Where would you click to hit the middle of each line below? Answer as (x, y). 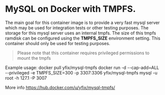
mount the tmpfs (34, 58)
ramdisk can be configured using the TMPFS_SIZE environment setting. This (83, 38)
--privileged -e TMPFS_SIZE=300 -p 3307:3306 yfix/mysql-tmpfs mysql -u (81, 72)
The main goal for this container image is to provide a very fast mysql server (82, 23)
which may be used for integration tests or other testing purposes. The (77, 27)
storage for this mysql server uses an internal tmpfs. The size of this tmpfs (81, 33)
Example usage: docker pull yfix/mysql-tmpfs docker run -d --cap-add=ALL (82, 68)
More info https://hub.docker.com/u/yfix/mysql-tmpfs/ (60, 87)
